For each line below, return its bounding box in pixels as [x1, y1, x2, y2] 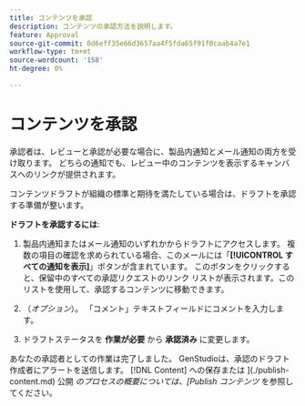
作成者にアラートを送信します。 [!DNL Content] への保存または [9, 364, 246, 375]
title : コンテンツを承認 [9, 13, 93, 23]
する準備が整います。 [9, 199, 89, 210]
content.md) [9, 375, 56, 387]
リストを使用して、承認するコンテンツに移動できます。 [22, 283, 229, 294]
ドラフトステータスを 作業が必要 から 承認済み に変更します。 [22, 333, 255, 344]
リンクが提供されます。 [33, 168, 121, 179]
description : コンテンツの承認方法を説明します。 [9, 22, 178, 31]
